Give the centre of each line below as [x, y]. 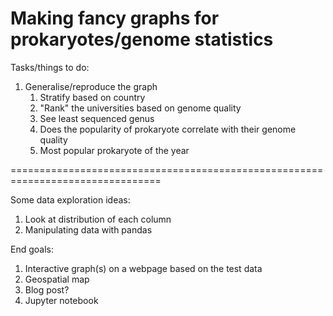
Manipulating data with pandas [88, 229]
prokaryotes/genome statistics [142, 39]
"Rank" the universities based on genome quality [140, 108]
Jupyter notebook [61, 300]
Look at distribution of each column [98, 219]
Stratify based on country [92, 97]
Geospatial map [57, 279]
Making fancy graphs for [115, 18]
